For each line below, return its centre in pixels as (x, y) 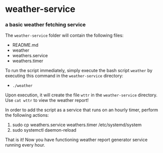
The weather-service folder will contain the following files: (64, 35)
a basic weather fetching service (45, 25)
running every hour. (25, 145)
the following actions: (27, 115)
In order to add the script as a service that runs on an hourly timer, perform (82, 110)
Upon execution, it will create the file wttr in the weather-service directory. (81, 95)
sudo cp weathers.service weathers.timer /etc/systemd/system (77, 125)
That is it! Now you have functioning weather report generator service (76, 140)
